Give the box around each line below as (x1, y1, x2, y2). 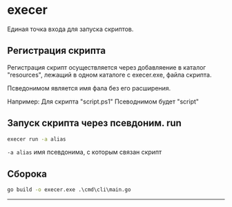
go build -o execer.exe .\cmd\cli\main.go (7, 186, 131, 193)
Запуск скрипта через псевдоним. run (7, 117, 182, 129)
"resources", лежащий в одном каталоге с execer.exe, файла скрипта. (7, 70, 212, 79)
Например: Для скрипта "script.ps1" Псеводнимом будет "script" (7, 97, 199, 106)
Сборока (7, 168, 47, 179)
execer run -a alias (7, 135, 67, 143)
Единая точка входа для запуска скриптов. (7, 25, 134, 33)
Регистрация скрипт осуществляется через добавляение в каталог (7, 63, 206, 71)
